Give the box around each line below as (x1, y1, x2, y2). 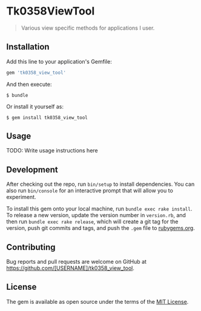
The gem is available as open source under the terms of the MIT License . (6, 298, 189, 305)
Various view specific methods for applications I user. (21, 24, 155, 31)
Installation (6, 42, 50, 52)
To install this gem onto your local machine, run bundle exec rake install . (6, 205, 193, 212)
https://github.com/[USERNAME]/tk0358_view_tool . (6, 264, 134, 272)
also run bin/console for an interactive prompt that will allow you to (6, 187, 174, 194)
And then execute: (6, 80, 52, 88)
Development (6, 165, 59, 175)
